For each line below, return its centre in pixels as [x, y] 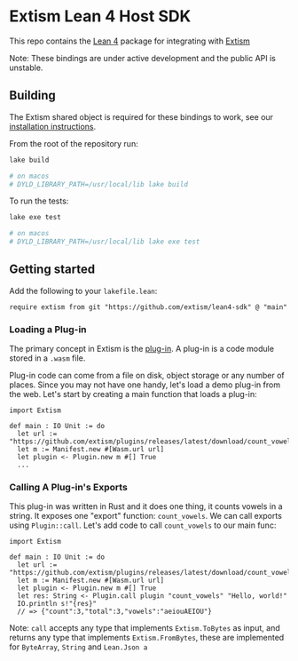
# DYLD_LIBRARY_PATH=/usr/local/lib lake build [99, 184]
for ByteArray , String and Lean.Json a [78, 647]
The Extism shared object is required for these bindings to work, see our [141, 116]
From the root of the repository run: [74, 143]
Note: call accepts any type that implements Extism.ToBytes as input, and [145, 628]
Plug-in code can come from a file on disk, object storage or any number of [147, 376]
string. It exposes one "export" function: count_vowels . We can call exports [145, 516]
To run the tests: [39, 201]
